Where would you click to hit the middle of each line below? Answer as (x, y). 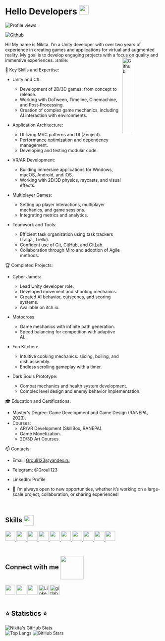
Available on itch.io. (40, 307)
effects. (27, 185)
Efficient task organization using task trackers (66, 234)
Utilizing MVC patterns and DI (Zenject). (60, 134)
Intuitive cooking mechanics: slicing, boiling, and (69, 356)
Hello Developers (41, 12)
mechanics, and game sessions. (53, 210)
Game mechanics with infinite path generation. (67, 326)
